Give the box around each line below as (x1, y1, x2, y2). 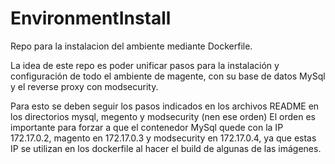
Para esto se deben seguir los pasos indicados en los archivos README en (10, 100, 320, 112)
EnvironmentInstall (10, 7, 172, 30)
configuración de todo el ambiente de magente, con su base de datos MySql (10, 70, 326, 82)
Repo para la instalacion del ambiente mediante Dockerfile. (10, 40, 253, 52)
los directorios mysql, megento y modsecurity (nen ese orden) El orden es (10, 110, 316, 122)
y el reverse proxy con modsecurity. (10, 80, 159, 92)
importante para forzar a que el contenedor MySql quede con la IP (10, 121, 284, 133)
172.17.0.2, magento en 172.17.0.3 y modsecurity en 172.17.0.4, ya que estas (10, 132, 317, 144)
